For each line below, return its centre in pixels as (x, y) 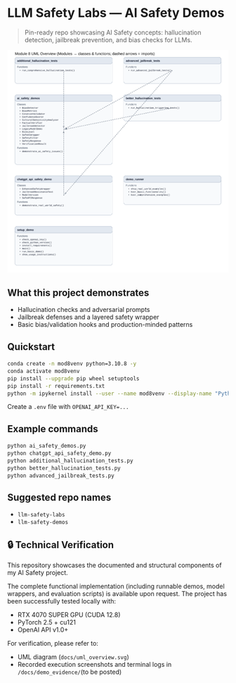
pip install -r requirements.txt (56, 386)
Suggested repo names (59, 497)
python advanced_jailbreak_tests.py (61, 476)
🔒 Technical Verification (61, 545)
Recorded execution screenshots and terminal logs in (94, 665)
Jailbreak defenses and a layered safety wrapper (88, 317)
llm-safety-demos (43, 522)
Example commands (53, 429)
